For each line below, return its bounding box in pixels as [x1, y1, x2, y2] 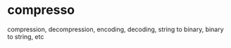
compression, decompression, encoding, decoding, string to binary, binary [7, 25, 224, 33]
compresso [7, 2, 75, 18]
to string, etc [7, 32, 44, 40]
